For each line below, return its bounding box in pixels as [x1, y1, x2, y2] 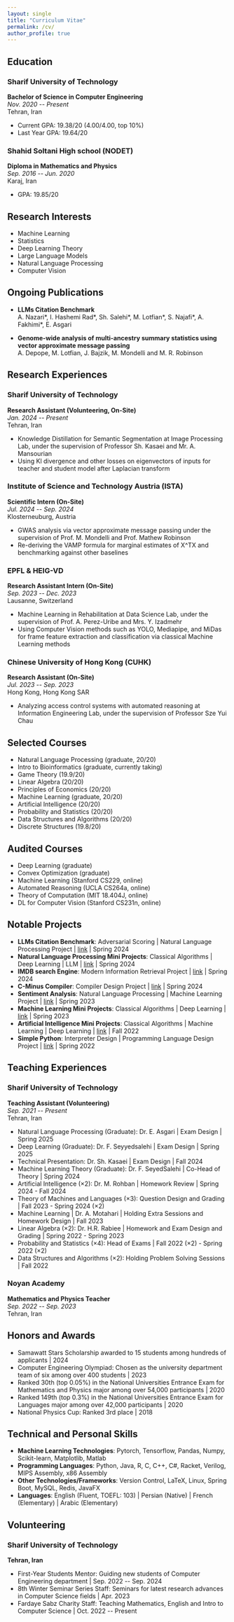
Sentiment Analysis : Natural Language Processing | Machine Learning [17, 989, 223, 998]
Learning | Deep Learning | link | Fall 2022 [17, 1027, 139, 1035]
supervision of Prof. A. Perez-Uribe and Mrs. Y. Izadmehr [17, 618, 183, 626]
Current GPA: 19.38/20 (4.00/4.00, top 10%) [17, 120, 144, 130]
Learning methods [17, 640, 71, 649]
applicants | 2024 [17, 1356, 69, 1364]
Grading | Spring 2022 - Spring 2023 [17, 1231, 125, 1240]
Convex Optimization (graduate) [17, 869, 110, 878]
